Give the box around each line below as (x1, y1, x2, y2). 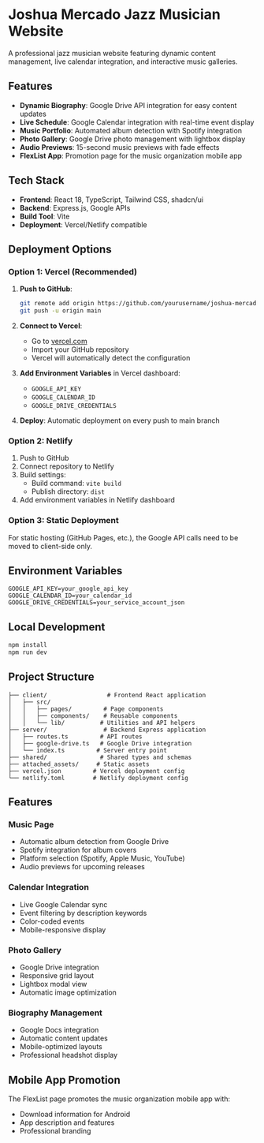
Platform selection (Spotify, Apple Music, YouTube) (19, 854, 185, 863)
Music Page (8, 819, 54, 830)
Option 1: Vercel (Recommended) (8, 266, 138, 277)
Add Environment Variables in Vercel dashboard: (19, 368, 181, 378)
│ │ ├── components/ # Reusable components (8, 712, 178, 719)
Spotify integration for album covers (19, 846, 137, 855)
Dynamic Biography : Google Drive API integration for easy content (19, 100, 237, 110)
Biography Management (8, 1007, 102, 1018)
